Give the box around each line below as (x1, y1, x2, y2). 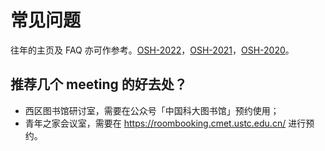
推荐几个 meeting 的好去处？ (10, 76, 188, 93)
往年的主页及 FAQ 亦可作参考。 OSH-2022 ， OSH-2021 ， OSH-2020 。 (10, 44, 295, 56)
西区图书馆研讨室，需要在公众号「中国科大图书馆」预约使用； (24, 104, 280, 116)
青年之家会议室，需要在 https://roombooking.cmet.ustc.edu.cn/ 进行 (24, 117, 307, 129)
